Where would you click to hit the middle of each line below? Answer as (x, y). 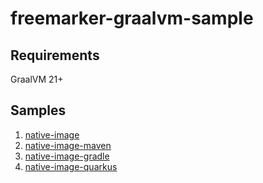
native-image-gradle (67, 156)
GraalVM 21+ (37, 79)
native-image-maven (68, 145)
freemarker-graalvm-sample (132, 18)
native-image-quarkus (71, 166)
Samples (38, 110)
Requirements (55, 55)
